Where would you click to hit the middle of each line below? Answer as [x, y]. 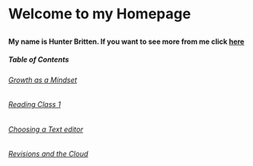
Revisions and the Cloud [48, 154]
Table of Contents [39, 60]
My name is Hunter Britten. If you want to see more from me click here [126, 41]
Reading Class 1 [35, 105]
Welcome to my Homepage [100, 14]
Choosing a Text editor [46, 129]
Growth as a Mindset [43, 80]
